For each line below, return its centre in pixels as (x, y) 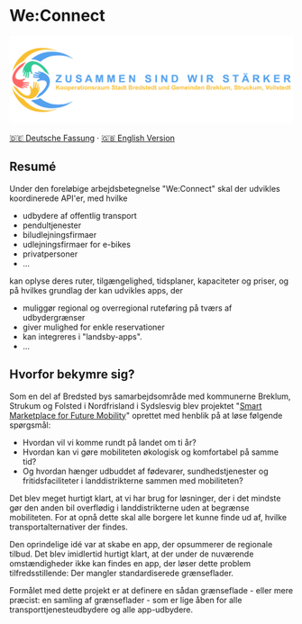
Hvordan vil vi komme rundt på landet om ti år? (109, 442)
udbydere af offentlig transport (79, 215)
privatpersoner (50, 254)
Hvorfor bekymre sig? (72, 375)
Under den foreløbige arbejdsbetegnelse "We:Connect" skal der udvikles (145, 188)
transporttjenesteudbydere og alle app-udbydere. (101, 610)
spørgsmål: (30, 425)
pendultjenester (52, 225)
